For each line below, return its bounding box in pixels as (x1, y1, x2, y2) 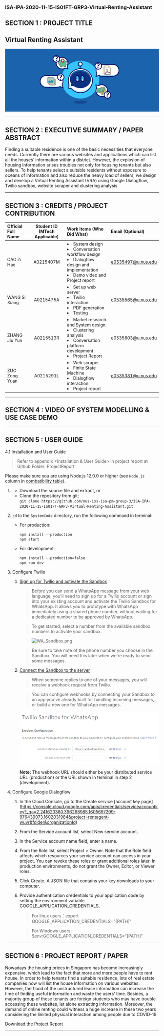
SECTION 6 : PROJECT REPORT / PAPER (5, 952, 128, 960)
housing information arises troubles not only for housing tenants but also (5, 162, 151, 168)
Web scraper (73, 360, 99, 366)
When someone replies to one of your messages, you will (31, 677, 147, 683)
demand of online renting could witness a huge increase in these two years (5, 1006, 156, 1012)
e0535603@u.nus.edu (110, 335, 157, 341)
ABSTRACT (5, 133, 41, 142)
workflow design (67, 251, 101, 257)
